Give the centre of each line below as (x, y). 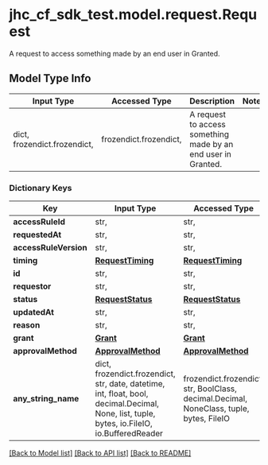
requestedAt (37, 234)
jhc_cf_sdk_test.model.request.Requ (133, 15)
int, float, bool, (122, 393)
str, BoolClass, (210, 389)
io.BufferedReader (129, 433)
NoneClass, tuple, (216, 409)
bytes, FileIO (206, 419)
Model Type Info (50, 78)
